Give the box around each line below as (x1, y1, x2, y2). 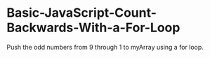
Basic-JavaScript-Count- (6, 5, 157, 21)
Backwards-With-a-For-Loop (6, 20, 181, 36)
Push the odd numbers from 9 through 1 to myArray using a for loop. (6, 43, 204, 51)
